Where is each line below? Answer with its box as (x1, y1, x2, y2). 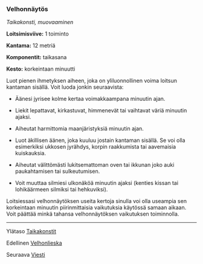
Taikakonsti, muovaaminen (6, 19, 74, 26)
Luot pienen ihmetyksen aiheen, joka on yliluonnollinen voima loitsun (6, 77, 177, 85)
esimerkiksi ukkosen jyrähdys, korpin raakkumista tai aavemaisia (14, 143, 176, 150)
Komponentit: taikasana (6, 54, 67, 61)
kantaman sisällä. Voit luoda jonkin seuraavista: (6, 83, 124, 91)
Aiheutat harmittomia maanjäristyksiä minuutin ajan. (14, 125, 144, 132)
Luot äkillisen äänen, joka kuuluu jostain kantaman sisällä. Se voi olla (14, 137, 185, 144)
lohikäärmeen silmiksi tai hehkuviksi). (14, 186, 108, 193)
